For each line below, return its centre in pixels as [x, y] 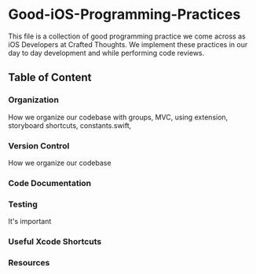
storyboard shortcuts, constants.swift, [70, 125]
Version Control [39, 145]
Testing [23, 204]
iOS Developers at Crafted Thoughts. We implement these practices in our [128, 44]
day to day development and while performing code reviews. [106, 53]
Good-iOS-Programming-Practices [124, 15]
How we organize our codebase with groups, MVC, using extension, [118, 117]
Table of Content [50, 77]
